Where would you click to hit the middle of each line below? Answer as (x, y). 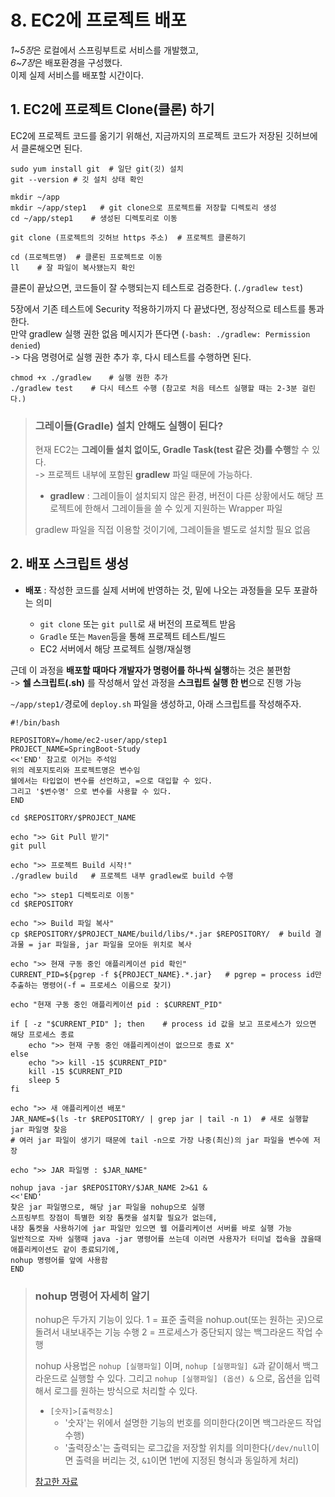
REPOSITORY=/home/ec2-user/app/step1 (89, 740)
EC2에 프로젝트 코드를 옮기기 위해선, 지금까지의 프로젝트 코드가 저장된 (147, 135)
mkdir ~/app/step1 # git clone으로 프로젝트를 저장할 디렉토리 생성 (143, 207)
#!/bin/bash (35, 722)
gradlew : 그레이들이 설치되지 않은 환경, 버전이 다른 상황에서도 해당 (181, 496)
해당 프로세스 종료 (42, 1034)
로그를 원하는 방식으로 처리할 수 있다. (125, 1391)
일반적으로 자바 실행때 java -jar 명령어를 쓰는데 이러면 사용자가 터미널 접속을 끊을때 (166, 1239)
